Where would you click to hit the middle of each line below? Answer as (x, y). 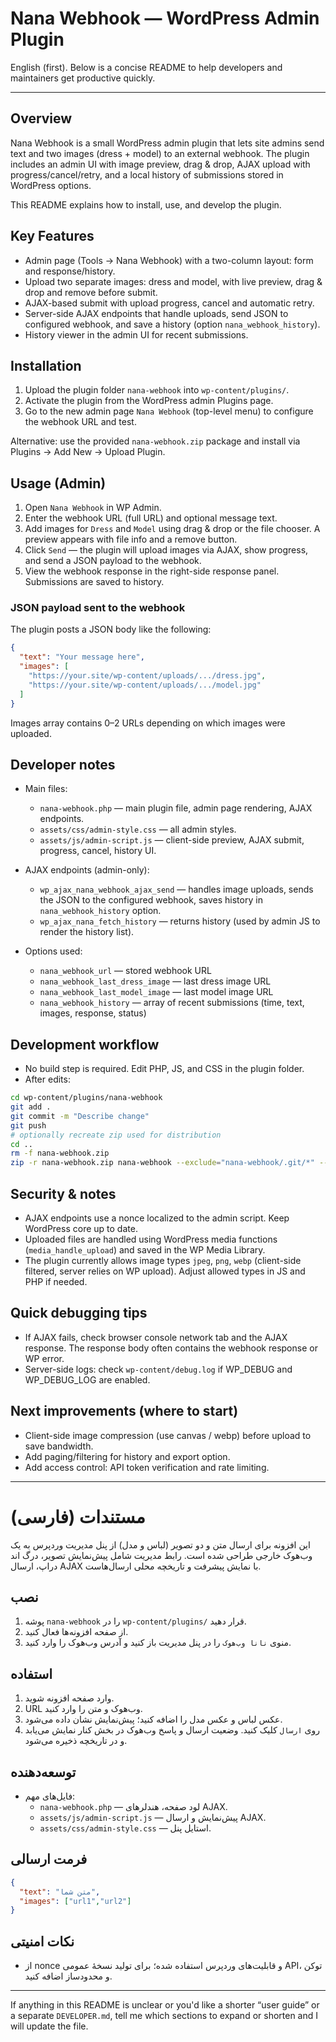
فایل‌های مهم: (50, 1796)
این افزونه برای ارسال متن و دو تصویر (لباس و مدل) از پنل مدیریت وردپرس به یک (160, 1544)
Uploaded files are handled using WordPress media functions (151, 1239)
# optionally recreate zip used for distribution (116, 1135)
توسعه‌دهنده (43, 1772)
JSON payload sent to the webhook (98, 608)
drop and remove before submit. (91, 292)
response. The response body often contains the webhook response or (171, 1348)
